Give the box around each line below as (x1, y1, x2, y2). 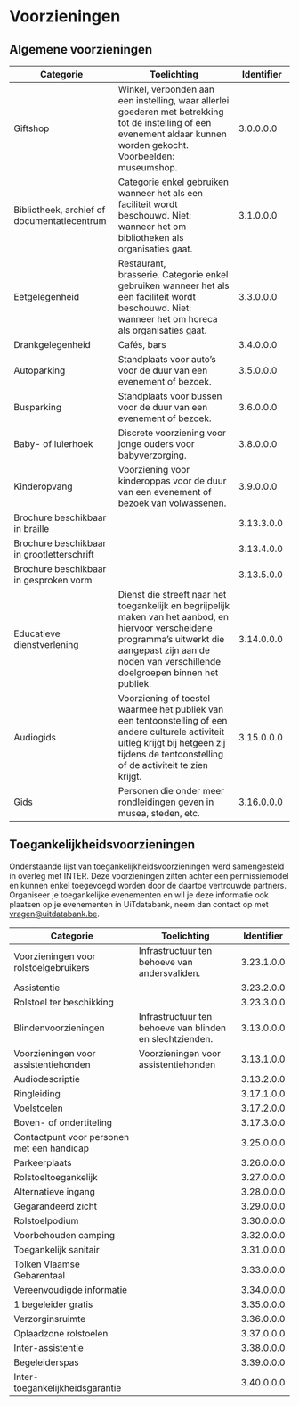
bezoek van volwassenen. (117, 497, 227, 509)
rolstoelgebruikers (13, 961, 91, 973)
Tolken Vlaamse (13, 1258, 80, 1270)
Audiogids (13, 732, 56, 743)
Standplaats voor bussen (117, 390, 222, 402)
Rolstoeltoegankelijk (13, 1170, 98, 1183)
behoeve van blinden (138, 1021, 227, 1034)
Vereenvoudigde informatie (13, 1283, 127, 1295)
